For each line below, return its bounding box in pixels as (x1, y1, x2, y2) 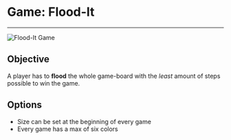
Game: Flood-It (7, 4, 95, 20)
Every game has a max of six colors (16, 125, 118, 133)
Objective (7, 53, 50, 66)
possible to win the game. (7, 79, 80, 87)
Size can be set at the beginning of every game (16, 117, 151, 126)
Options (7, 99, 43, 111)
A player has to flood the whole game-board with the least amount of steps (7, 72, 221, 80)
